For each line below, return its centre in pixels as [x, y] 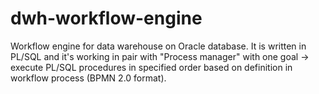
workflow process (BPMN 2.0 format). [88, 78]
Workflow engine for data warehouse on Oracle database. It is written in [158, 46]
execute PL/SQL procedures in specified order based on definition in [151, 67]
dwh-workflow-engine [106, 18]
